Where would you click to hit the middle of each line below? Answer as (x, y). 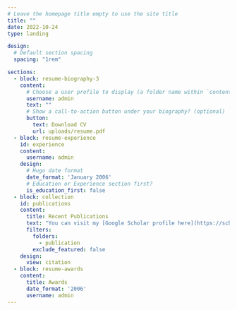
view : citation (48, 263)
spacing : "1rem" (37, 60)
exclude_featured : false (69, 249)
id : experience (42, 144)
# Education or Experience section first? (89, 184)
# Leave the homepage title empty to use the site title (93, 14)
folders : (45, 236)
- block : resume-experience (55, 138)
